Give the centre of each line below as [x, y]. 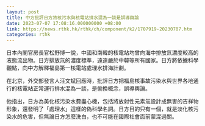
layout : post [23, 12]
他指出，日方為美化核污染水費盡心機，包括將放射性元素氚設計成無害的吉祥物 [103, 102]
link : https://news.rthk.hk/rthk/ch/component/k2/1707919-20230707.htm [99, 29]
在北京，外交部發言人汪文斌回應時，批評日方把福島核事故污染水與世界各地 [100, 81]
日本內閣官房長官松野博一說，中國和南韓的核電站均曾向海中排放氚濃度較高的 [103, 53]
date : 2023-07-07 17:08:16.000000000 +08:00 [64, 23]
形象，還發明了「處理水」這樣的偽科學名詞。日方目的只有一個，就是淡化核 [100, 109]
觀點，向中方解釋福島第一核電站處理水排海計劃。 [68, 68]
